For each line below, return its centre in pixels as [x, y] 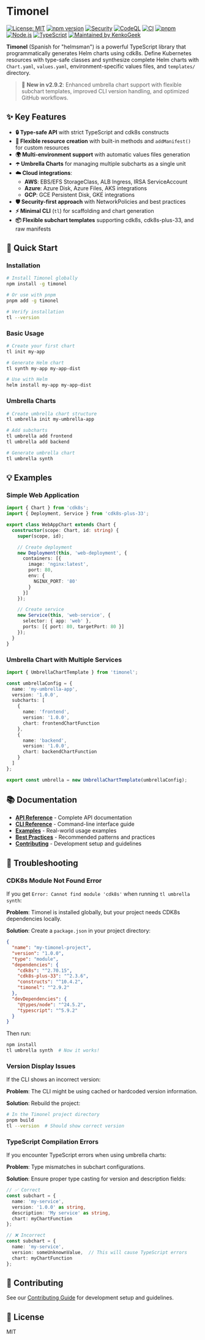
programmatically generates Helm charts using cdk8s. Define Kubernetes [99, 53]
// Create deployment [45, 547]
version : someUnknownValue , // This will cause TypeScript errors [100, 1252]
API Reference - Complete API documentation [73, 818]
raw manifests [33, 229]
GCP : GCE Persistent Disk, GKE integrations [80, 194]
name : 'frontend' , [46, 712]
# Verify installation [35, 312]
